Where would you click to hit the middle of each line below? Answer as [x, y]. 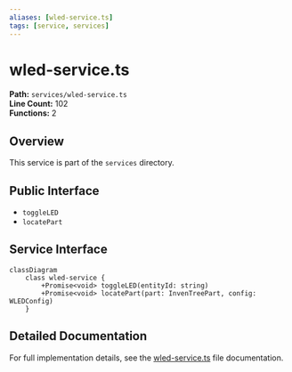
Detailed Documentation [78, 336]
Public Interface [54, 191]
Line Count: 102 [39, 104]
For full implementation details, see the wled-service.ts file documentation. [146, 358]
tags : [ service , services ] [59, 26]
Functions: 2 [33, 113]
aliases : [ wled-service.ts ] [61, 17]
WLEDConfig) [31, 301]
